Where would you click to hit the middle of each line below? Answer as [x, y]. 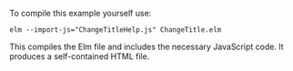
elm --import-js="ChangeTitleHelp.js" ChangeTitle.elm [116, 30]
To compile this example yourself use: [81, 13]
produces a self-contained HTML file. [80, 56]
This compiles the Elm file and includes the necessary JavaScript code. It [146, 46]
